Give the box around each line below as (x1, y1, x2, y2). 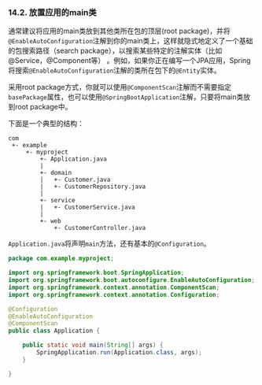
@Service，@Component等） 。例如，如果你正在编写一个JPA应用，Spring (8, 56, 251, 65)
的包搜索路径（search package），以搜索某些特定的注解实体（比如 (8, 46, 223, 56)
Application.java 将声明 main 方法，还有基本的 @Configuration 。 (8, 239, 211, 249)
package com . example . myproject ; (8, 254, 114, 263)
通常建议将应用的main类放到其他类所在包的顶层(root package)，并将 (8, 26, 231, 36)
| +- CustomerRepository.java (39, 183, 146, 191)
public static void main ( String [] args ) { (22, 341, 164, 350)
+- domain (39, 169, 72, 177)
